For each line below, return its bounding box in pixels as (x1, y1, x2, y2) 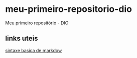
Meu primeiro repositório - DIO (5, 20, 69, 26)
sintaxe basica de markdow (5, 47, 62, 53)
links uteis (5, 34, 38, 43)
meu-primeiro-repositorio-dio (5, 3, 132, 15)
